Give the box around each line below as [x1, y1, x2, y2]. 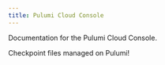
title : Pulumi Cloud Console [8, 11, 104, 20]
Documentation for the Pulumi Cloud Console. [8, 33, 158, 42]
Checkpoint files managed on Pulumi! [8, 48, 130, 57]
